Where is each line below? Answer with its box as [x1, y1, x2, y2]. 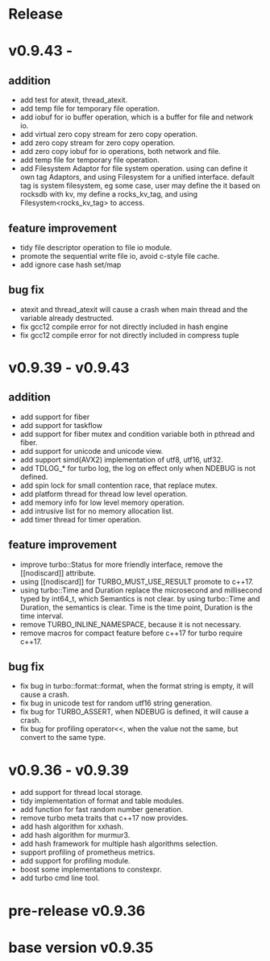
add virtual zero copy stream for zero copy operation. [19, 130, 198, 139]
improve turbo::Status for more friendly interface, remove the [19, 560, 223, 569]
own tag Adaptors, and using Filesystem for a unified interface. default [19, 173, 255, 182]
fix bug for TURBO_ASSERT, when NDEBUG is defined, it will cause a [19, 707, 249, 717]
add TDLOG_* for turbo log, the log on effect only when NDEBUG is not [19, 463, 256, 472]
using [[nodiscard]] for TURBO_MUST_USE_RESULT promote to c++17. [19, 576, 254, 586]
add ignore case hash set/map [19, 260, 122, 269]
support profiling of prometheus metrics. [19, 847, 156, 857]
